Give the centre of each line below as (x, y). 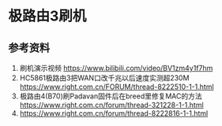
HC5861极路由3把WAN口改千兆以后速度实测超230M (104, 78)
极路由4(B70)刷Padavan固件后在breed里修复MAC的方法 (111, 96)
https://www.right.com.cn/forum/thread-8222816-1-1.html (114, 113)
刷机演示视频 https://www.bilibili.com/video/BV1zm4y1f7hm (116, 68)
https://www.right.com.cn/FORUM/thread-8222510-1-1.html (117, 87)
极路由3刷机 (47, 16)
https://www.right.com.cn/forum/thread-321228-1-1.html (111, 105)
